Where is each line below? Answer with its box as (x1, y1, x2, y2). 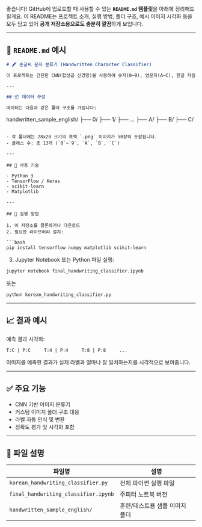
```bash (6, 239, 26, 245)
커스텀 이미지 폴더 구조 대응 (14, 408, 80, 415)
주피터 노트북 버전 (120, 490, 168, 499)
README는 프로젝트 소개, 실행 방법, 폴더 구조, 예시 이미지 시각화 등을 (29, 13, 193, 20)
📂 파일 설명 (6, 448, 45, 458)
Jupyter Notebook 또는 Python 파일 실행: (14, 256, 114, 263)
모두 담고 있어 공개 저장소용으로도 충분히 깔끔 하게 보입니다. (6, 20, 144, 27)
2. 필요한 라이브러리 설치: (6, 229, 64, 235)
